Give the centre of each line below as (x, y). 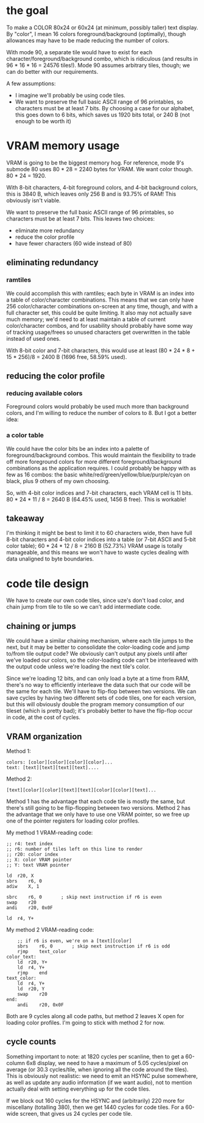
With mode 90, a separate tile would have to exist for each (79, 52)
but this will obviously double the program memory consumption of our (95, 704)
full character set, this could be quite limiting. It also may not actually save (99, 313)
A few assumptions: (31, 83)
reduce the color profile (45, 237)
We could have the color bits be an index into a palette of (78, 448)
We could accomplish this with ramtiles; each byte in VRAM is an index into (100, 293)
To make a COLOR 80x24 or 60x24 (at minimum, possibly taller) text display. (102, 27)
